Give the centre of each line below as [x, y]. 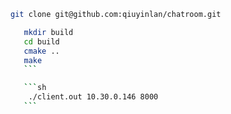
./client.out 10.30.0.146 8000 [93, 97]
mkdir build [48, 32]
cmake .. [41, 51]
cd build [41, 41]
